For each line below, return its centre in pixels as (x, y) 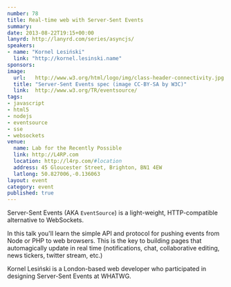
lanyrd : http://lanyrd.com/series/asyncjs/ (71, 39)
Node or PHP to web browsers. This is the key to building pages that (104, 241)
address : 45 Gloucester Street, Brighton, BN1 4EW (88, 167)
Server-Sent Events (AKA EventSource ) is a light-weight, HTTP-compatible (112, 213)
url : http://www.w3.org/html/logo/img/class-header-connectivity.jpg (119, 78)
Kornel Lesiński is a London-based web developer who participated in (107, 269)
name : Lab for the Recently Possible (68, 148)
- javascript (26, 103)
